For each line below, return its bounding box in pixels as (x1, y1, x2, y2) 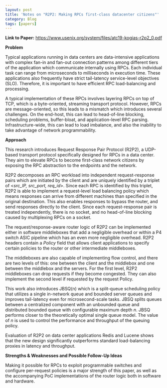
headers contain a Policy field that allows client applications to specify (5, 240, 150, 246)
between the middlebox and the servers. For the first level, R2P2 (5, 265, 138, 271)
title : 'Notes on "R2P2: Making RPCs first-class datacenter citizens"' (5, 12, 160, 17)
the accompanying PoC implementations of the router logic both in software (5, 373, 161, 379)
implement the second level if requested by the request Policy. (5, 276, 134, 282)
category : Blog (5, 16, 37, 21)
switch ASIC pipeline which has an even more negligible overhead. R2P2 (5, 235, 155, 241)
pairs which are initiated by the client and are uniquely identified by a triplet (5, 177, 160, 183)
